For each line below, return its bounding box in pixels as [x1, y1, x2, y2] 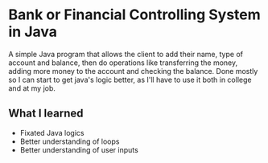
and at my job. [8, 83, 56, 93]
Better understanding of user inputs [19, 145, 138, 154]
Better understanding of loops [19, 137, 120, 146]
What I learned [8, 107, 84, 120]
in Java [8, 22, 58, 41]
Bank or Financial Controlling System [8, 6, 262, 24]
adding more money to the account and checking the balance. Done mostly [8, 66, 258, 75]
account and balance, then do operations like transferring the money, [8, 58, 238, 67]
